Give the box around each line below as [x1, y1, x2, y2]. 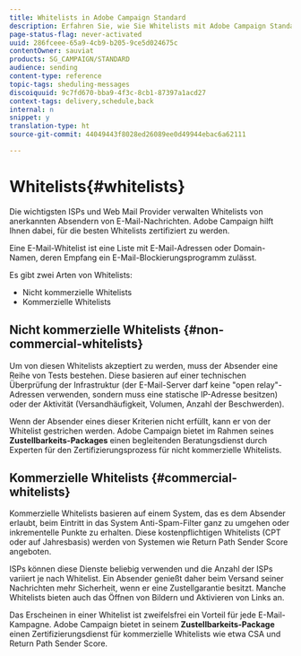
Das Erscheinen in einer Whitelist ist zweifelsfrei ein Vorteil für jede [9, 609, 257, 620]
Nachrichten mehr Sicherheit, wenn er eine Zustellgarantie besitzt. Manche [9, 582, 287, 593]
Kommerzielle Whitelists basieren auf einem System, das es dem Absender [9, 508, 287, 519]
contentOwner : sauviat [9, 47, 94, 56]
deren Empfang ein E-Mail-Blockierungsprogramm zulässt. [39, 252, 257, 263]
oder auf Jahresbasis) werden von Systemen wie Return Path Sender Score [9, 537, 288, 547]
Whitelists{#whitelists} [9, 177, 185, 197]
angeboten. [9, 547, 52, 557]
